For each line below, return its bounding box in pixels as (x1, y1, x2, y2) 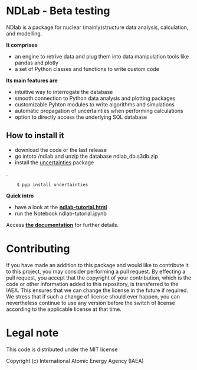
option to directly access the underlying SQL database (14, 113, 147, 121)
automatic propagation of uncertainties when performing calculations (14, 107, 184, 114)
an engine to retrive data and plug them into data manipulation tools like (14, 53, 189, 60)
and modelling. (6, 30, 42, 37)
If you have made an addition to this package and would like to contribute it (6, 261, 189, 268)
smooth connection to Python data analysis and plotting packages (14, 95, 176, 102)
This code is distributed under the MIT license (6, 346, 118, 353)
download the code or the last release (14, 146, 107, 153)
